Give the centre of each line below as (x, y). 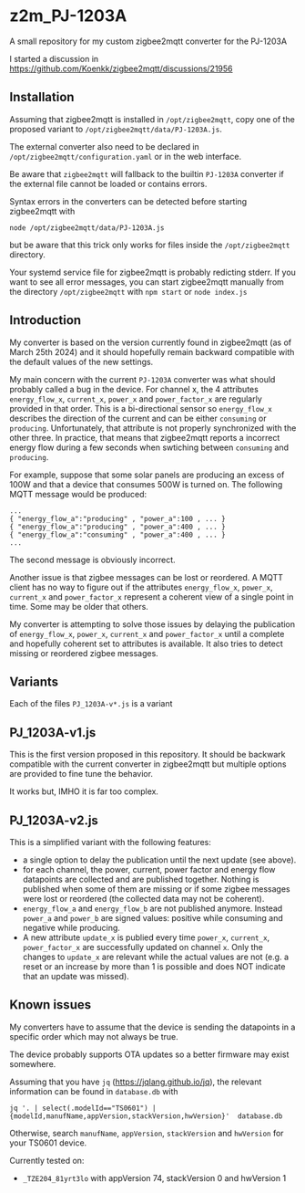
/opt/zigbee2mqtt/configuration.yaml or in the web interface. (126, 156)
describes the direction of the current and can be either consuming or (138, 418)
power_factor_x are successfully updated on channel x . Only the (143, 947)
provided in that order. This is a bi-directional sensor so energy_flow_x (141, 408)
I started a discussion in (54, 58)
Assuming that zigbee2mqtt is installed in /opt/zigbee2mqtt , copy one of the (152, 119)
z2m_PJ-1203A (68, 16)
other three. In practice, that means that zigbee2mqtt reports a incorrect (145, 437)
